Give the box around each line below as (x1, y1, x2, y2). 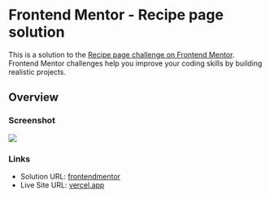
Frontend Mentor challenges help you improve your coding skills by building (8, 58, 263, 68)
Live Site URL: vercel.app (20, 180, 105, 190)
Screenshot (8, 115, 55, 127)
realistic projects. (8, 67, 67, 76)
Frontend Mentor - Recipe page (8, 6, 224, 24)
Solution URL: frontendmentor (20, 171, 120, 181)
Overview (8, 91, 59, 105)
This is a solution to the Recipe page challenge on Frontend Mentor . (8, 49, 235, 59)
